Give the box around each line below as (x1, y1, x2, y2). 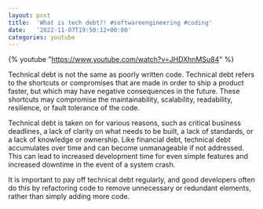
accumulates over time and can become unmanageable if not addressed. (8, 143, 245, 153)
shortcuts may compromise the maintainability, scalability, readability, (8, 95, 233, 104)
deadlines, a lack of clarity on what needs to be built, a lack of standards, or (8, 127, 254, 136)
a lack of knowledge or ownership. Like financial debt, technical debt (8, 135, 231, 145)
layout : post (8, 11, 51, 20)
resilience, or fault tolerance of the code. (8, 103, 140, 113)
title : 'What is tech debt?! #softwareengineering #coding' (8, 19, 213, 27)
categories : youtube (8, 33, 76, 41)
